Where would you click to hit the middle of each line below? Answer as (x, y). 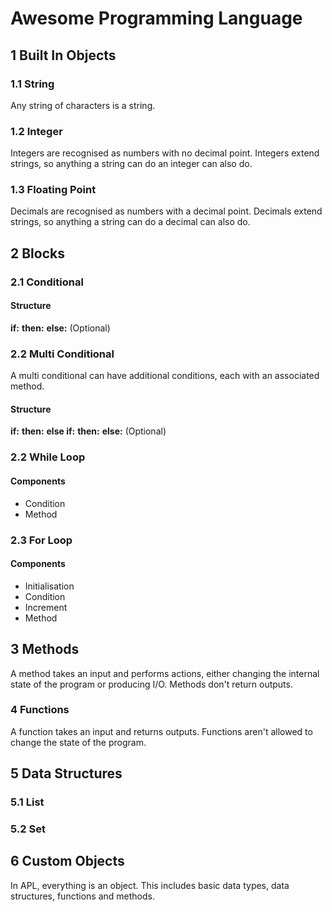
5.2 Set (28, 829)
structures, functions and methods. (82, 896)
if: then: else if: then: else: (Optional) (88, 431)
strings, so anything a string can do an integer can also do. (131, 164)
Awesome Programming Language (156, 18)
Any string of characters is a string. (83, 105)
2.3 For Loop (41, 540)
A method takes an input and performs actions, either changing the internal (165, 673)
